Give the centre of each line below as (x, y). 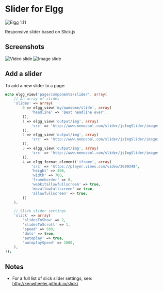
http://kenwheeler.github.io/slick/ (45, 283)
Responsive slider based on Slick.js (40, 31)
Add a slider (24, 74)
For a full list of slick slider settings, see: (52, 278)
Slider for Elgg (34, 9)
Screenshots (25, 47)
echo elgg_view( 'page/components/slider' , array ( (56, 94)
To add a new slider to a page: (35, 85)
